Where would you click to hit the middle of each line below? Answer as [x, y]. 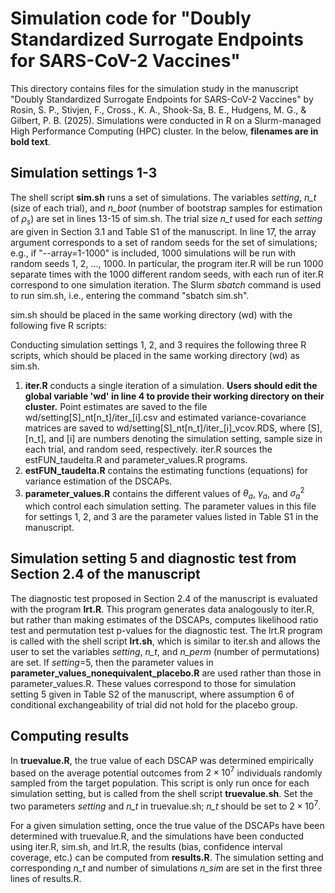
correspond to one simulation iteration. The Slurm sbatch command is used [166, 284]
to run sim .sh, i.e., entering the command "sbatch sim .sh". [130, 295]
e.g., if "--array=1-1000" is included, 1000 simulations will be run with [153, 253]
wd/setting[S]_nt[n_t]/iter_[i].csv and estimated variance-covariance [165, 417]
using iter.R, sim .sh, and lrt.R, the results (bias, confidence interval [146, 846]
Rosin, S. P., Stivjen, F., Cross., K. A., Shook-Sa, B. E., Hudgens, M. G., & [158, 109]
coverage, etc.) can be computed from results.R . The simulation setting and [167, 857]
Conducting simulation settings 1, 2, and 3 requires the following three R [158, 344]
